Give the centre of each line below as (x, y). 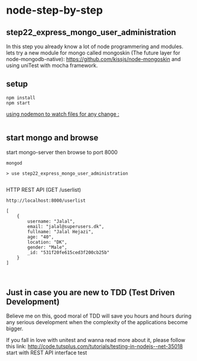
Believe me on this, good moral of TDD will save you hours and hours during (99, 316)
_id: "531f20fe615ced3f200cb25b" (69, 252)
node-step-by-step (55, 10)
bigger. (15, 329)
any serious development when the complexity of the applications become (97, 322)
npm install (21, 98)
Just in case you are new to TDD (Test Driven (91, 292)
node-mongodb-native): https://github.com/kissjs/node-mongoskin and (93, 59)
